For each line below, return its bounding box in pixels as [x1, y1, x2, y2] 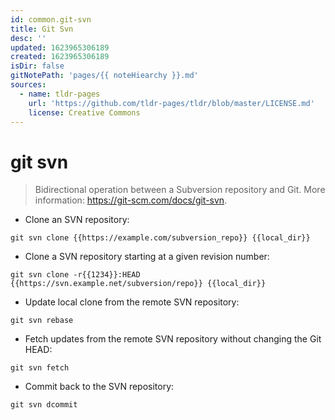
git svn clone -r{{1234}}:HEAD [10, 270, 141, 280]
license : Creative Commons [28, 107, 141, 118]
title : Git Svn [10, 24, 74, 34]
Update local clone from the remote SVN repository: [24, 296, 240, 308]
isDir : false [10, 61, 65, 71]
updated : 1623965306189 [10, 42, 110, 53]
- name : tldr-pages [19, 89, 101, 99]
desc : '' [10, 33, 47, 43]
